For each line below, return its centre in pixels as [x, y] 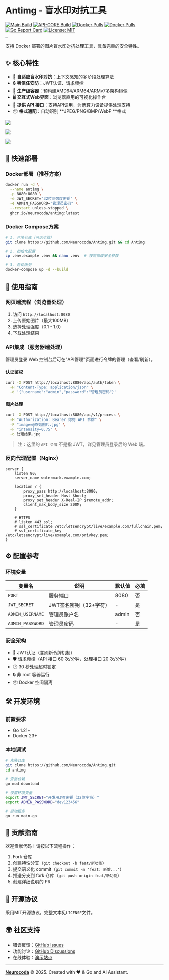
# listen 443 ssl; [33, 522]
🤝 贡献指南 [21, 833]
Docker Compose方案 [32, 227]
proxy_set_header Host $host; [55, 496]
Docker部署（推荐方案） [35, 174]
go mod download [22, 784]
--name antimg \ [27, 189]
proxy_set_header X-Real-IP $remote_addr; [68, 500]
